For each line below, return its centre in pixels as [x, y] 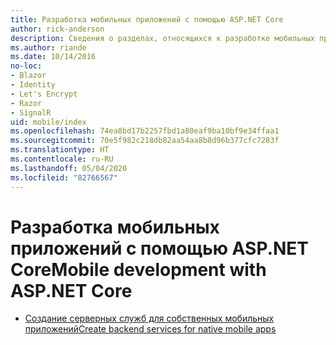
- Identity [33, 85]
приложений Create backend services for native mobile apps [150, 329]
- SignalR [31, 112]
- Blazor [28, 76]
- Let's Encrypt [44, 94]
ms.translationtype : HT [60, 150]
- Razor [26, 103]
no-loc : [26, 66]
